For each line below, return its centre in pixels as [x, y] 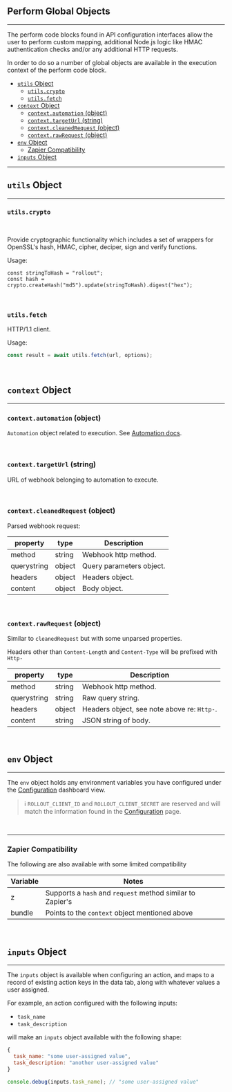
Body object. [103, 588]
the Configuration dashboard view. [56, 790]
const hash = [26, 279]
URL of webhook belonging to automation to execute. [83, 480]
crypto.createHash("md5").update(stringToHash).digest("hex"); [100, 285]
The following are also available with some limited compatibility [97, 864]
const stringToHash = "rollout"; [55, 273]
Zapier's [59, 902]
